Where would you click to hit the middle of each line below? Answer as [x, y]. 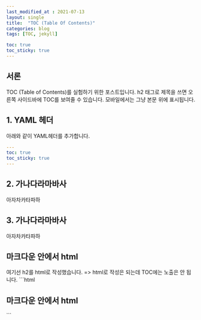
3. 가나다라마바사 [36, 221]
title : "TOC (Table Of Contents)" [51, 23]
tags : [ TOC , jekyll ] [32, 34]
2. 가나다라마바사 [36, 184]
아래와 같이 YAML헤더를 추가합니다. [48, 136]
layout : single [25, 17]
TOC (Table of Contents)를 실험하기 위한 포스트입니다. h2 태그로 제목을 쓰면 [97, 92]
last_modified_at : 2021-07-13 [45, 12]
